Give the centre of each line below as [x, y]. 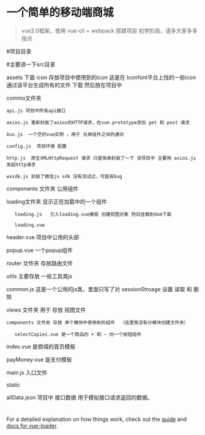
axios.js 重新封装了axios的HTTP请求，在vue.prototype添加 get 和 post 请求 [98, 122]
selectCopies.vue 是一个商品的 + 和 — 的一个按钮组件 [78, 334]
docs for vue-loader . [32, 426]
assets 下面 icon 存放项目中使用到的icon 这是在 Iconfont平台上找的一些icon [101, 77]
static [13, 385]
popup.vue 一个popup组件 [40, 250]
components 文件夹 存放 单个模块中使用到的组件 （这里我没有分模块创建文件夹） [97, 322]
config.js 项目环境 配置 [37, 146]
